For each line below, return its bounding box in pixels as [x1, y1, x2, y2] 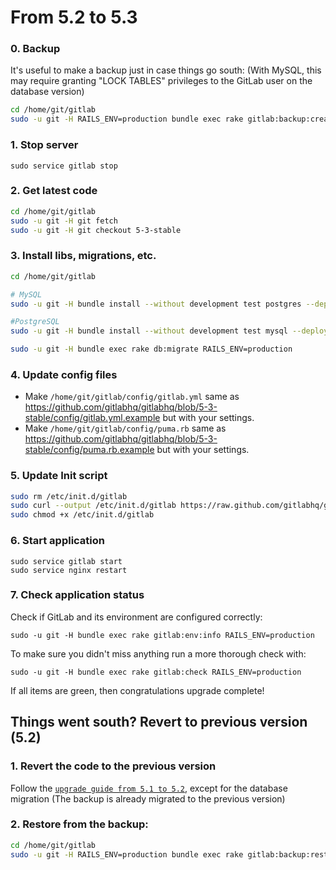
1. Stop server [10, 138, 79, 152]
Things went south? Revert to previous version [10, 714, 308, 731]
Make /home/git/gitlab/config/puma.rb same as [24, 422, 227, 435]
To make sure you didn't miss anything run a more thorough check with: [10, 647, 307, 660]
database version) [10, 86, 85, 98]
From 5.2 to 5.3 [10, 6, 138, 29]
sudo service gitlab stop [10, 161, 118, 171]
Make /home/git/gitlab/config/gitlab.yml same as [24, 391, 240, 403]
